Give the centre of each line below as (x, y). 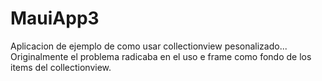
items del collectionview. (61, 67)
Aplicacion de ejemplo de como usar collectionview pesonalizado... (149, 46)
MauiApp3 (55, 18)
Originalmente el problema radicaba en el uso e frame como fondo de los (161, 56)
